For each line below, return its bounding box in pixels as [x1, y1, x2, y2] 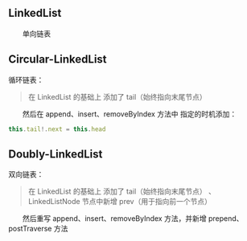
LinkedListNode [27, 197, 80, 206]
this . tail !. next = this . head [8, 125, 106, 133]
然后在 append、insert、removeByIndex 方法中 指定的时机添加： [23, 108, 237, 119]
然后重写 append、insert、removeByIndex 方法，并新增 [23, 214, 207, 223]
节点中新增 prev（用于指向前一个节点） [81, 197, 212, 206]
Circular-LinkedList [8, 52, 107, 67]
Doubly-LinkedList [8, 147, 103, 161]
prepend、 [208, 214, 244, 223]
